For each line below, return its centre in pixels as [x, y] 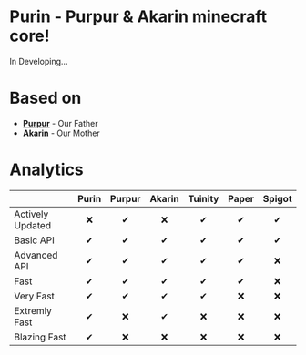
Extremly [33, 310]
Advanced [36, 255]
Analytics [46, 170]
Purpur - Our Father [60, 123]
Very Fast [34, 296]
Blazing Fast [40, 337]
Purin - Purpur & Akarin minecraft [138, 17]
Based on [46, 98]
